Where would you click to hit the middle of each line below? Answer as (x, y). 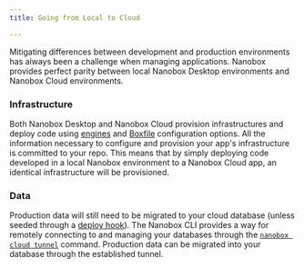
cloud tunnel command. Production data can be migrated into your (135, 244)
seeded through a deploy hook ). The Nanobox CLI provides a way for (139, 225)
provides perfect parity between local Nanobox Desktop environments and (149, 71)
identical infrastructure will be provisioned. (90, 172)
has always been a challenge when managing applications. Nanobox (138, 61)
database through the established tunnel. (86, 254)
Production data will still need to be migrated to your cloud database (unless (152, 215)
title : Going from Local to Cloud (75, 18)
